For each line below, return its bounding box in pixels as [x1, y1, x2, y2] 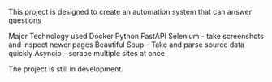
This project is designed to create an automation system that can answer [8, 7, 253, 16]
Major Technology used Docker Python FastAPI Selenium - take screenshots [8, 32, 264, 41]
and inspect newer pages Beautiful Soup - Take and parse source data [8, 40, 245, 50]
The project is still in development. [8, 64, 123, 74]
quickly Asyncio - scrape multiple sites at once [8, 49, 165, 58]
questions [8, 15, 42, 25]
